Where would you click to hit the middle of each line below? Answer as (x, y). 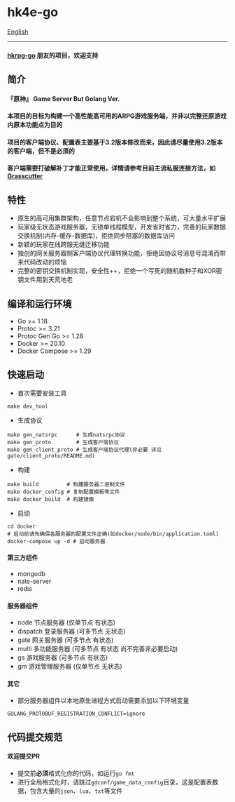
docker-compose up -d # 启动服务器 (57, 541)
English (18, 32)
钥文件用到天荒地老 (45, 280)
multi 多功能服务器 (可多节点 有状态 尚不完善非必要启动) (98, 649)
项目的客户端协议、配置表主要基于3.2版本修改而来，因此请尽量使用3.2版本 (115, 142)
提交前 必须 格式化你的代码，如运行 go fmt (76, 773)
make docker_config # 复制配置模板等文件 (64, 492)
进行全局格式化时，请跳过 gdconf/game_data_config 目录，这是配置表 (115, 782)
